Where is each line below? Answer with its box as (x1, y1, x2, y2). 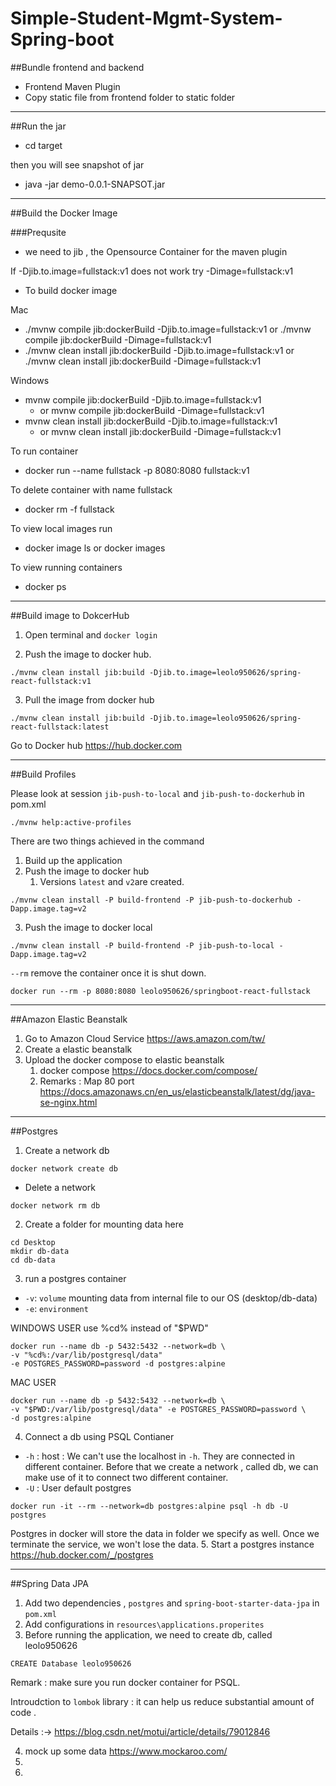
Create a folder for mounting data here (24, 1218, 184, 1230)
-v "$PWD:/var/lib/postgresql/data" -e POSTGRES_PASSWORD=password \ (10, 1404, 307, 1414)
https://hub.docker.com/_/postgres (10, 1548, 154, 1561)
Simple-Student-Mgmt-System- (10, 7, 283, 30)
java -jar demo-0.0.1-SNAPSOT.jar (24, 178, 166, 190)
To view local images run (10, 522, 113, 534)
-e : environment (24, 1302, 89, 1314)
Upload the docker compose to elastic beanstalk (24, 1053, 225, 1066)
